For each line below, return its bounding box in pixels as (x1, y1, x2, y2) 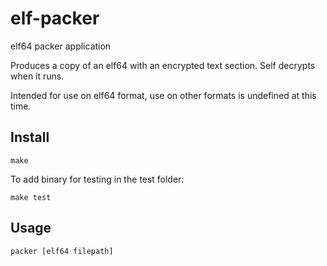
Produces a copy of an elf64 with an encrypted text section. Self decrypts (10, 59, 316, 71)
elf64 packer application (10, 40, 112, 52)
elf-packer (10, 7, 100, 30)
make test (10, 192, 52, 202)
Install (10, 129, 50, 146)
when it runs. (10, 70, 65, 82)
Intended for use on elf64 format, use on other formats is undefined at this (10, 89, 317, 101)
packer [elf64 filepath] (10, 246, 114, 256)
